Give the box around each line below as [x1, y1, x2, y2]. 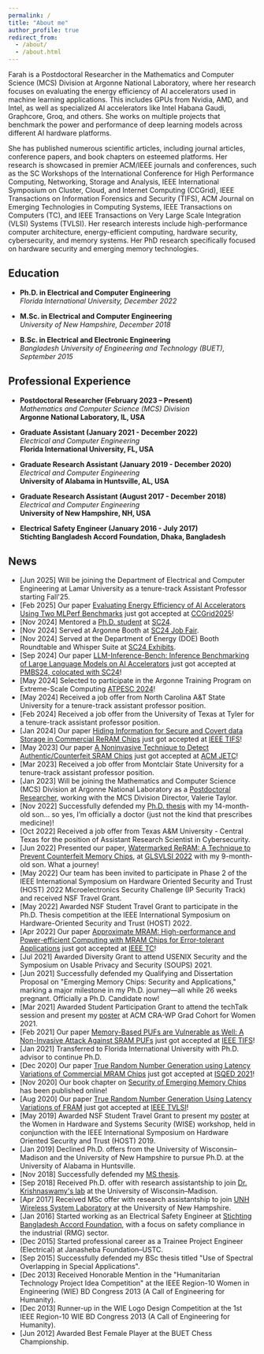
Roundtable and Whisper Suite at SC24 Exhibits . [19, 643, 177, 652]
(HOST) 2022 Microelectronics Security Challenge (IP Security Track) [19, 885, 246, 895]
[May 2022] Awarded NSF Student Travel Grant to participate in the [19, 902, 239, 911]
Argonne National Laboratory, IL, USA [19, 412, 146, 421]
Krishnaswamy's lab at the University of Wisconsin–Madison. [19, 1186, 218, 1196]
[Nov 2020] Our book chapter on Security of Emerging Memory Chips [19, 1078, 247, 1087]
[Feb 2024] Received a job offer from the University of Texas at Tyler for [19, 710, 255, 719]
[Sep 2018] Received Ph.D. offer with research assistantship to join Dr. [19, 1178, 247, 1188]
